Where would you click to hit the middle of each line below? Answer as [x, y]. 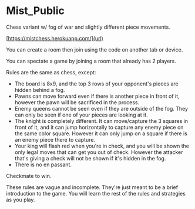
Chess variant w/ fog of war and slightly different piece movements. [88, 27]
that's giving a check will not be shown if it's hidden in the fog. [90, 158]
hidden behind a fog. [40, 90]
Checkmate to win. [29, 176]
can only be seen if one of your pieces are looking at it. [81, 115]
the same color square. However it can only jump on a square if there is [101, 133]
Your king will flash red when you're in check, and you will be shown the [102, 146]
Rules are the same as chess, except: [51, 72]
